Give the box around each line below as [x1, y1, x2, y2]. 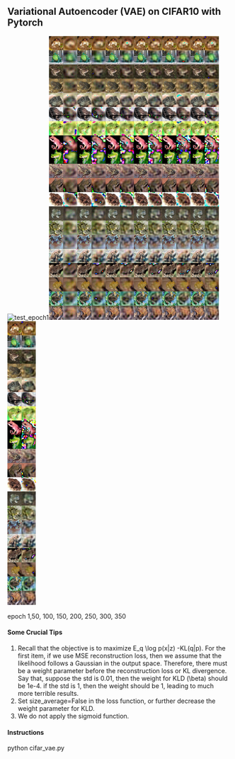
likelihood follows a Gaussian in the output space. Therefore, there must [17, 659, 228, 667]
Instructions [7, 728, 45, 736]
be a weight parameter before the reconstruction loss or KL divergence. [17, 667, 227, 675]
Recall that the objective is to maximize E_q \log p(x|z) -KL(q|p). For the [17, 644, 226, 653]
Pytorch [7, 17, 44, 29]
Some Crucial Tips [7, 628, 63, 637]
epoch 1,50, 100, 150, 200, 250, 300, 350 [7, 611, 126, 620]
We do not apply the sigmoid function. [17, 712, 130, 721]
